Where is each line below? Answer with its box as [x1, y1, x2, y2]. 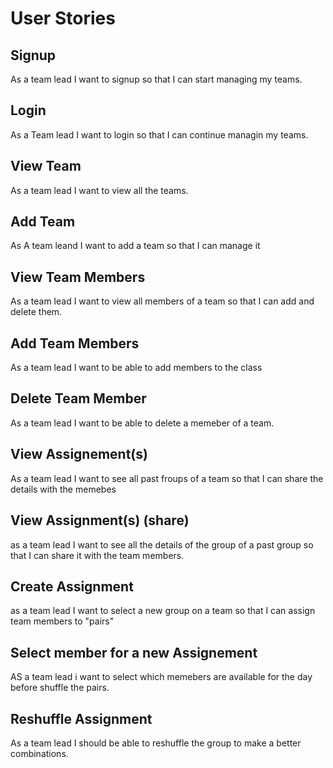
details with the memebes [10, 483, 117, 495]
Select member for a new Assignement [10, 644, 258, 661]
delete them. [10, 306, 63, 318]
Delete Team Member [10, 390, 147, 407]
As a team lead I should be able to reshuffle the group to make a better [10, 737, 302, 749]
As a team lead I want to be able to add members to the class [10, 362, 263, 374]
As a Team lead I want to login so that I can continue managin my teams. [10, 128, 309, 141]
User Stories [10, 7, 116, 30]
